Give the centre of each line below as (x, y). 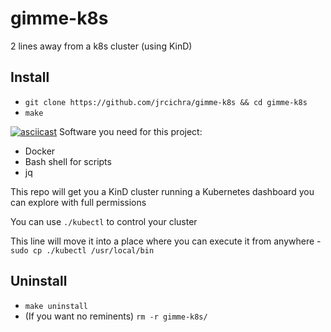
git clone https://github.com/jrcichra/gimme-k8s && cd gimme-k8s (166, 102)
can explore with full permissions (78, 202)
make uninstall (56, 306)
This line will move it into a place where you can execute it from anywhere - (166, 241)
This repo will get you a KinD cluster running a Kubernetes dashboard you (162, 191)
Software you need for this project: (130, 131)
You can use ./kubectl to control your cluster (104, 221)
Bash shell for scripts (68, 161)
